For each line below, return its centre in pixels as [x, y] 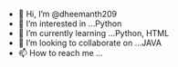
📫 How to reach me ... [60, 53]
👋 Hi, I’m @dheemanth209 [68, 14]
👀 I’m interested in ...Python [70, 24]
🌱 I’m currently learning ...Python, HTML [94, 33]
